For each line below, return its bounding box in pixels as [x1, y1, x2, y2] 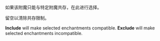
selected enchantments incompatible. [5, 30, 83, 36]
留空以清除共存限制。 [5, 15, 49, 21]
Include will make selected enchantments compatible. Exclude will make [5, 25, 155, 31]
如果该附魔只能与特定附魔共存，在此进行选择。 [5, 4, 101, 10]
